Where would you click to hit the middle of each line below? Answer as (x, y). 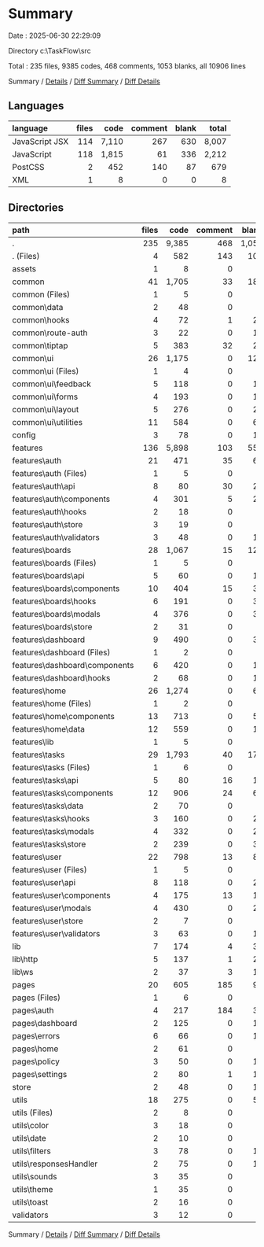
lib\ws (23, 972)
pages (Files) (37, 998)
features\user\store (48, 920)
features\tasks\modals (53, 831)
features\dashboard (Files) (61, 652)
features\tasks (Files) (51, 767)
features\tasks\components (63, 793)
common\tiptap (40, 345)
